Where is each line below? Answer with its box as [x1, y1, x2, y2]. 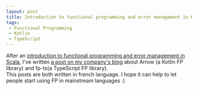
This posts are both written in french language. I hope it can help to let [6, 71, 177, 78]
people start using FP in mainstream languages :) [6, 77, 126, 84]
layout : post [6, 8, 38, 15]
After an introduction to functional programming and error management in [6, 52, 185, 59]
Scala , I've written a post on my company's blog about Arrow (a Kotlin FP [6, 58, 184, 65]
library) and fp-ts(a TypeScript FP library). [6, 65, 108, 71]
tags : [6, 19, 19, 25]
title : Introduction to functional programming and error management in [6, 14, 189, 20]
